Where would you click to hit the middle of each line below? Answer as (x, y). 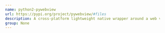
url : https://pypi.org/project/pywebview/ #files (56, 14)
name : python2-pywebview (30, 9)
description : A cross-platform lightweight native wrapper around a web (81, 18)
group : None (17, 23)
